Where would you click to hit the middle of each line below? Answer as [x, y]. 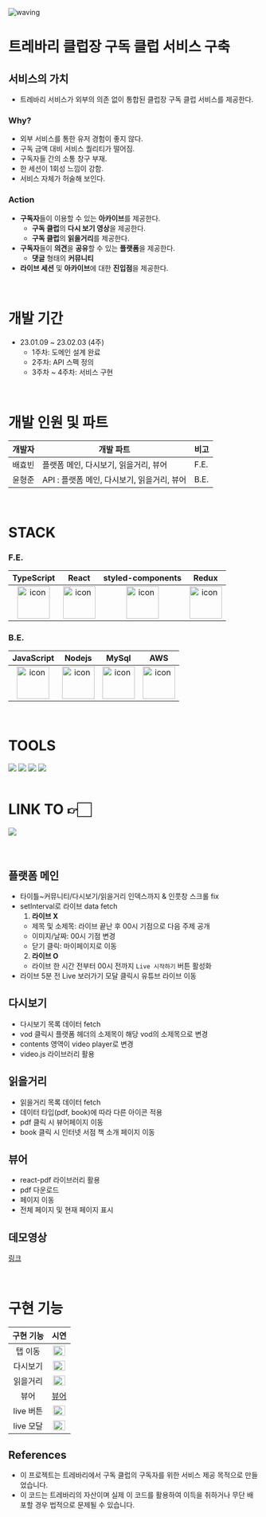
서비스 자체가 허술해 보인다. [63, 178]
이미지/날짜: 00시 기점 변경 [73, 936]
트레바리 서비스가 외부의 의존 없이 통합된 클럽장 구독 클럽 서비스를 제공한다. [137, 99]
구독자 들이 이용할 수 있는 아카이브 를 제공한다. [90, 218]
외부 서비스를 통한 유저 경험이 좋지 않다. [81, 139]
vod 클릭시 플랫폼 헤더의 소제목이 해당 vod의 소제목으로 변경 [114, 1034]
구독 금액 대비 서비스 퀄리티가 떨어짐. [77, 149]
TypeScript [34, 577]
